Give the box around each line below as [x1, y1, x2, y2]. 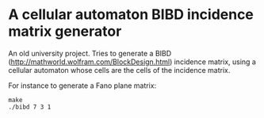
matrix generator [8, 22, 122, 40]
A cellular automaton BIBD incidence [8, 6, 254, 24]
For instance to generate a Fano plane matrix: [8, 81, 157, 90]
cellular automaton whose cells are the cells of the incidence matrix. [8, 65, 231, 74]
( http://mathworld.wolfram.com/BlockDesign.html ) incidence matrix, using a [8, 57, 256, 67]
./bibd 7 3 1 [8, 103, 52, 111]
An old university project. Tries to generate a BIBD [8, 48, 172, 58]
